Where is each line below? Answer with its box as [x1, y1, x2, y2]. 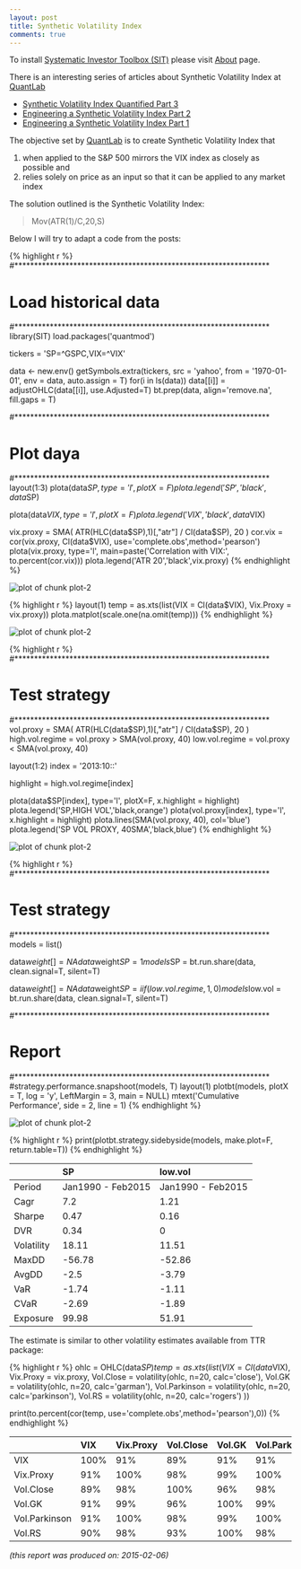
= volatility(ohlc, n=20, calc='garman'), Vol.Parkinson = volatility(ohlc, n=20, [9, 1381, 291, 1392]
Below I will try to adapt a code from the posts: [9, 233, 182, 244]
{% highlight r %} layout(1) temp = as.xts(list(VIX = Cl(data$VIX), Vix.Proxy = [9, 600, 292, 610]
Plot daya [9, 443, 81, 463]
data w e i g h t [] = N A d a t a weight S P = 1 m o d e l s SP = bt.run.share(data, [9, 957, 256, 968]
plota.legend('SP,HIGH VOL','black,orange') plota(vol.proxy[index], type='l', [9, 805, 287, 816]
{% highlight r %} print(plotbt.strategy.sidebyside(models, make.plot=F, [9, 1135, 273, 1145]
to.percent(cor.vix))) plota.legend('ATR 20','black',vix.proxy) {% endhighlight [9, 556, 290, 566]
